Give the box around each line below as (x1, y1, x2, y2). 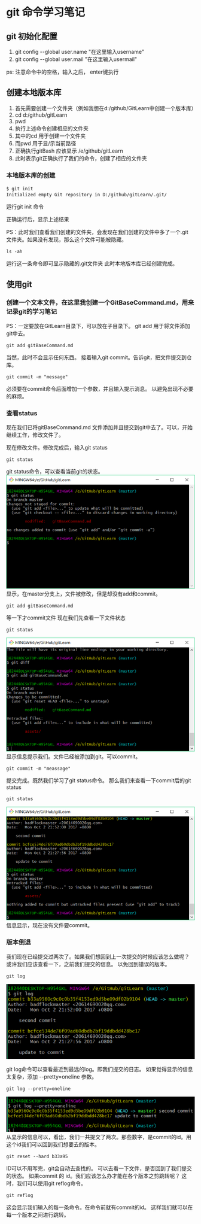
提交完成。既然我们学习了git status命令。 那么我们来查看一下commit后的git (6, 776, 191, 784)
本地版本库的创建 (6, 171, 56, 180)
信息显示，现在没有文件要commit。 (6, 922, 93, 929)
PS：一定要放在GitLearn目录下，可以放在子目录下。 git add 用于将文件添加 (6, 322, 190, 329)
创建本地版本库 (6, 87, 62, 98)
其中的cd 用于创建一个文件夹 (14, 132, 86, 139)
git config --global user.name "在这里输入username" (14, 48, 145, 55)
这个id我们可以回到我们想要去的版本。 (6, 1141, 100, 1148)
